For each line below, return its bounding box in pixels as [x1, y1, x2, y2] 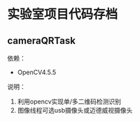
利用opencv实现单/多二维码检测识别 [17, 97, 121, 106]
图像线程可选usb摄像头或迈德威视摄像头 [17, 106, 133, 114]
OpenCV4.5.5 [17, 68, 57, 76]
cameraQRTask [7, 34, 76, 46]
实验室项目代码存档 [7, 6, 118, 22]
